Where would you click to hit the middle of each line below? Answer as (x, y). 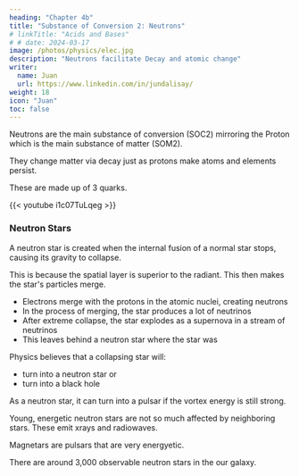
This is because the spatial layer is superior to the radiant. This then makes (147, 274)
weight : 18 (29, 92)
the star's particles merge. (58, 284)
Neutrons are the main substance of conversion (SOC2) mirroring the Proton (149, 134)
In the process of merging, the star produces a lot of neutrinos (137, 311)
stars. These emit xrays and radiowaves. (83, 427)
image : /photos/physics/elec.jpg (71, 51)
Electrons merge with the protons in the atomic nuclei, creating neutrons (155, 301)
